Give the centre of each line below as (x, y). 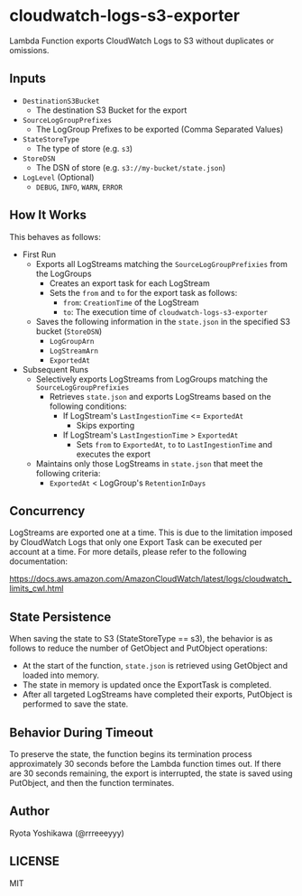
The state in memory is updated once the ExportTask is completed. (147, 685)
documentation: (39, 561)
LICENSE (35, 861)
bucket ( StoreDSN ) (69, 331)
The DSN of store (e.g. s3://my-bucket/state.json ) (131, 167)
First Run (39, 254)
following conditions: (88, 406)
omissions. (29, 50)
